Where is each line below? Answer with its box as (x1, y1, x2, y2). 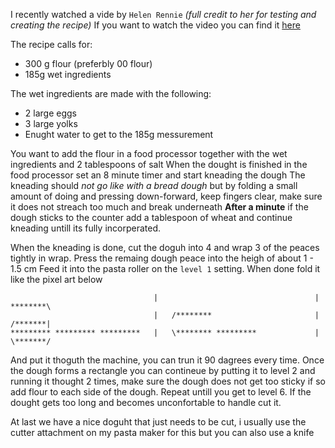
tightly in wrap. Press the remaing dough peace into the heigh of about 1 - (10, 252, 314, 264)
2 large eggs (24, 107, 77, 119)
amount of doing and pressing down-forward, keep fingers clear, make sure (10, 190, 323, 202)
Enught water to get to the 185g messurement (24, 129, 214, 140)
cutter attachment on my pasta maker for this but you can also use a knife (10, 427, 315, 438)
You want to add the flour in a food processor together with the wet (10, 148, 288, 159)
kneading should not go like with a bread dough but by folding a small (10, 180, 298, 191)
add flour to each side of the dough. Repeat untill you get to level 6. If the (10, 386, 312, 398)
